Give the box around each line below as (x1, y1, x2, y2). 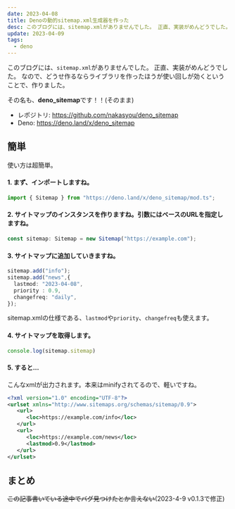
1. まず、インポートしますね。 (7, 178, 94, 187)
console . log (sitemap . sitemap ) (7, 347, 96, 354)
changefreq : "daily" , (13, 294, 77, 301)
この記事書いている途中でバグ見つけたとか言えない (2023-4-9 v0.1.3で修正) (7, 494, 225, 503)
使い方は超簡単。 (7, 161, 57, 169)
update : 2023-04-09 (7, 30, 65, 37)
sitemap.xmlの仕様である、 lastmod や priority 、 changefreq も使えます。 (7, 314, 213, 322)
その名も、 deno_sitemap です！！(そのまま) (7, 96, 134, 104)
